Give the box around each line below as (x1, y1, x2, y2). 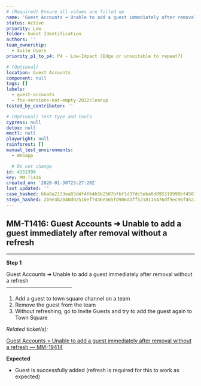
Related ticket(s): (6, 325, 48, 332)
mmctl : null (6, 130, 36, 136)
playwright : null (6, 136, 50, 142)
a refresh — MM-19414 (6, 343, 63, 350)
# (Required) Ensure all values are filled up (6, 8, 124, 15)
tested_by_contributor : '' (6, 103, 74, 109)
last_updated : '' (6, 186, 50, 192)
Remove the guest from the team (14, 301, 96, 308)
